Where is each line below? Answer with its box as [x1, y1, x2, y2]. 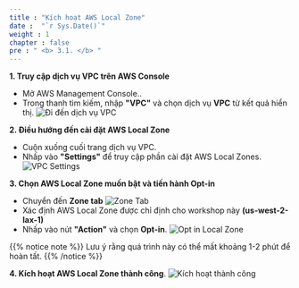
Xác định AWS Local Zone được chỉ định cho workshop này [21, 205, 241, 216]
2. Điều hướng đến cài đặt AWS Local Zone [9, 124, 170, 135]
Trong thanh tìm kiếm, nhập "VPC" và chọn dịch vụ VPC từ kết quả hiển [21, 97, 287, 108]
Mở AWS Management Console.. [21, 89, 143, 99]
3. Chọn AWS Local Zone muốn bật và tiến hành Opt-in [9, 178, 216, 189]
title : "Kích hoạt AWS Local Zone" [9, 13, 145, 22]
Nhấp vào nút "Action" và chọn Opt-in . [21, 224, 168, 235]
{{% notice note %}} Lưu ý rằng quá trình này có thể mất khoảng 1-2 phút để [9, 241, 291, 252]
